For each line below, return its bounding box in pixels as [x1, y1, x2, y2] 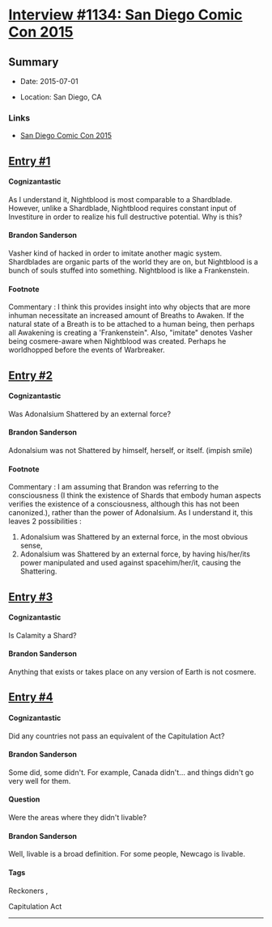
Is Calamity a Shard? [8, 630, 77, 640]
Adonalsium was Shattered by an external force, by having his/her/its [19, 549, 251, 559]
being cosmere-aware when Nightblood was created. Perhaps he [8, 337, 227, 346]
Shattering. [19, 566, 57, 576]
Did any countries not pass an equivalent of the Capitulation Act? [8, 730, 225, 741]
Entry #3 [8, 590, 53, 603]
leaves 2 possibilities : [8, 516, 83, 527]
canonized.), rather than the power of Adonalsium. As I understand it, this [8, 508, 253, 518]
